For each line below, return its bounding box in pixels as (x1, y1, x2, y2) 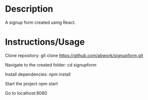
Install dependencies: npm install (5, 71, 71, 77)
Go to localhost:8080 (5, 90, 48, 96)
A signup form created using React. (5, 19, 76, 25)
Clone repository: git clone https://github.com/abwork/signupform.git (5, 52, 144, 58)
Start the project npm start (5, 81, 58, 86)
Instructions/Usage (5, 36, 85, 48)
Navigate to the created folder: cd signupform (5, 62, 97, 67)
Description (5, 3, 53, 15)
